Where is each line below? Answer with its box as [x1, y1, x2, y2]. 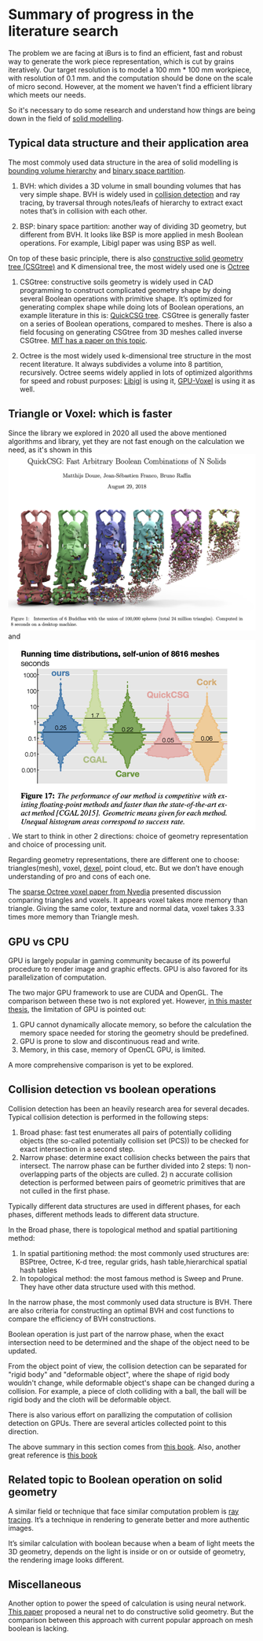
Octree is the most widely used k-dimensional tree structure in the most [19, 350, 252, 360]
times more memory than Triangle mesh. [8, 912, 140, 922]
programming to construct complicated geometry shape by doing [19, 285, 232, 294]
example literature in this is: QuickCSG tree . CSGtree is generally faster [19, 310, 250, 320]
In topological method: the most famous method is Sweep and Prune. [19, 1273, 244, 1283]
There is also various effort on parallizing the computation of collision [8, 1409, 233, 1419]
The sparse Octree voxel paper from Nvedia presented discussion [8, 887, 221, 897]
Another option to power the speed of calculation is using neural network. [8, 1598, 247, 1608]
